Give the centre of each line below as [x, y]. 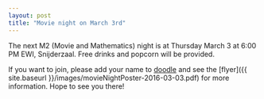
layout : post [30, 15]
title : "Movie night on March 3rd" [67, 23]
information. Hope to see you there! [66, 86]
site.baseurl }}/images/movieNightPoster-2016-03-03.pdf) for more [119, 78]
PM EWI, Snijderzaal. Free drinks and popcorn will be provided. [111, 54]
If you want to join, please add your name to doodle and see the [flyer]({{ [128, 69]
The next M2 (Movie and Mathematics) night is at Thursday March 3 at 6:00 [132, 45]
